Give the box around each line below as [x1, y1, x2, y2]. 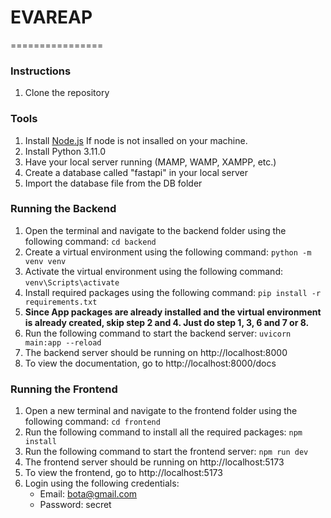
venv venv [24, 256, 67, 266]
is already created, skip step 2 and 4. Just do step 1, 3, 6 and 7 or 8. [24, 316, 310, 328]
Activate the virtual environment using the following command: [24, 265, 283, 277]
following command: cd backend [24, 235, 157, 247]
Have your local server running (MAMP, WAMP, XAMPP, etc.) [24, 156, 277, 168]
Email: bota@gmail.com [39, 488, 138, 500]
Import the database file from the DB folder [24, 177, 203, 189]
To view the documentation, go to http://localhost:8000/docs [24, 357, 277, 369]
